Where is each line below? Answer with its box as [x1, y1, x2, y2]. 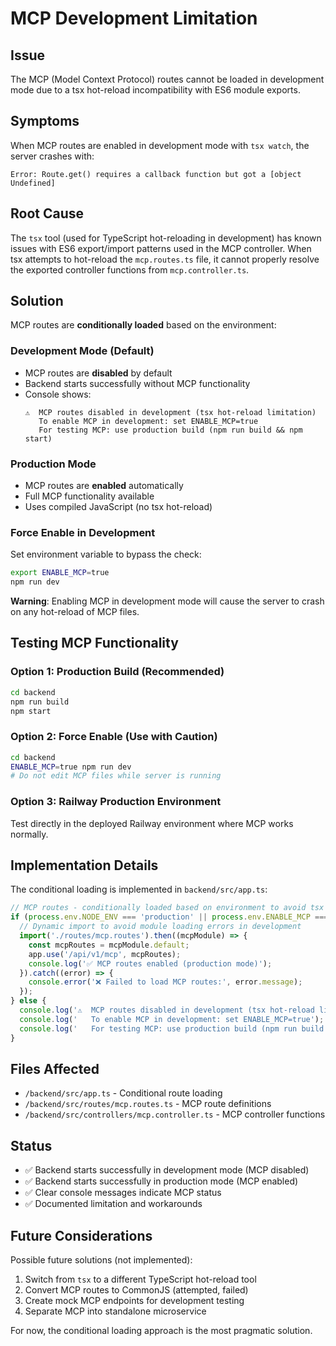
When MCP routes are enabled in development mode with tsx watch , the [10, 139, 310, 151]
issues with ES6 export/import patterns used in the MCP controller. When [10, 242, 312, 254]
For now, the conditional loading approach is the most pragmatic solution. [10, 1324, 313, 1336]
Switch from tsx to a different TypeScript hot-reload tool [24, 1273, 257, 1285]
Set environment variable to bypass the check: [10, 548, 202, 561]
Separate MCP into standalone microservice [24, 1305, 207, 1317]
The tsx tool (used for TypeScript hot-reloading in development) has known [10, 232, 322, 244]
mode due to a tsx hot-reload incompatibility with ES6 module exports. [10, 84, 301, 96]
